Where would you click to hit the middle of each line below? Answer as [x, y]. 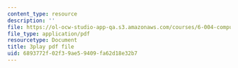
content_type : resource [42, 14]
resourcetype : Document [42, 40]
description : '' [31, 21]
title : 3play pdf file [41, 47]
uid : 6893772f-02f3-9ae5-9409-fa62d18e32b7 [73, 54]
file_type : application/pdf [49, 34]
